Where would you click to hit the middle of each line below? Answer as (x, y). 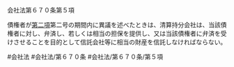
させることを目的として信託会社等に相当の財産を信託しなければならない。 (120, 42)
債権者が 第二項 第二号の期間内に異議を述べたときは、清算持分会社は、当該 (114, 25)
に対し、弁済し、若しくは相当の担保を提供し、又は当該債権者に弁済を (120, 33)
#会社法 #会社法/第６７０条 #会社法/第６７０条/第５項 (85, 57)
